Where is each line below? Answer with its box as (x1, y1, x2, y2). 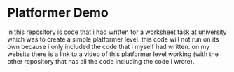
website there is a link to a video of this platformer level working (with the (7, 50, 219, 58)
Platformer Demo (7, 5, 109, 21)
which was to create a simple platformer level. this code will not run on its (7, 35, 219, 43)
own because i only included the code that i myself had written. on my (7, 42, 210, 51)
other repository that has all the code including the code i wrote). (7, 57, 195, 65)
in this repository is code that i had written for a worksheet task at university (7, 28, 227, 36)
